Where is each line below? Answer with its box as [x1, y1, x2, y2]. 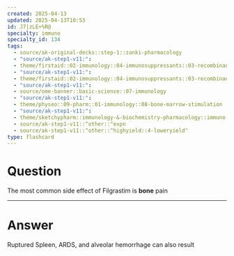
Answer [7, 218, 54, 234]
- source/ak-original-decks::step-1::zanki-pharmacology [13, 50, 182, 57]
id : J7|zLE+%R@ [7, 23, 52, 30]
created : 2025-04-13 [7, 10, 68, 17]
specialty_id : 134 [7, 36, 61, 43]
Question [7, 163, 61, 179]
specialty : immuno [7, 29, 61, 37]
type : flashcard [7, 133, 54, 140]
